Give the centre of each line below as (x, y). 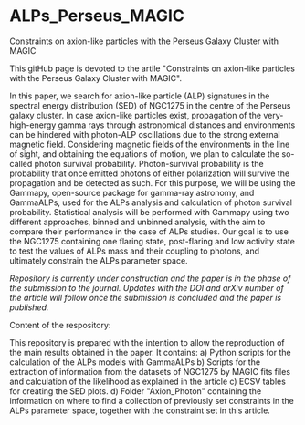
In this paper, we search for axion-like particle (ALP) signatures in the (140, 96)
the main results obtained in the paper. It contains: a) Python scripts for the (150, 352)
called (21, 163)
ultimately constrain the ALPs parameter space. (99, 260)
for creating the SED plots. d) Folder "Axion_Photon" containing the (136, 391)
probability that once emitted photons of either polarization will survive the (150, 173)
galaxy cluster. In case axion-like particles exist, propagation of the (136, 115)
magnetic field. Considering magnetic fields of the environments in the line (150, 144)
